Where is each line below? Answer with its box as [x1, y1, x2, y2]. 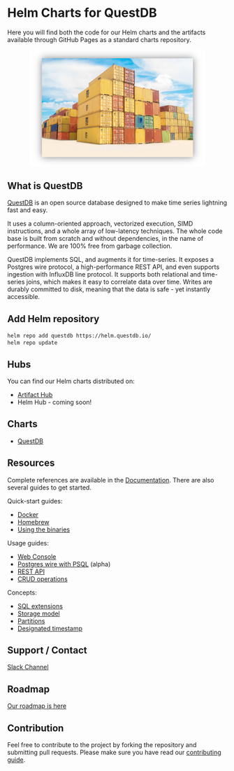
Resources [7, 457, 55, 469]
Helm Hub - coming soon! [17, 398, 92, 407]
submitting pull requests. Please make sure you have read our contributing [7, 748, 221, 757]
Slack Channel [7, 663, 49, 672]
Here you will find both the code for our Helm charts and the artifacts [7, 28, 206, 36]
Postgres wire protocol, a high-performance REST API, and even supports [7, 263, 220, 271]
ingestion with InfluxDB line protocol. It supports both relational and [7, 270, 201, 279]
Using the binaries [17, 525, 71, 534]
